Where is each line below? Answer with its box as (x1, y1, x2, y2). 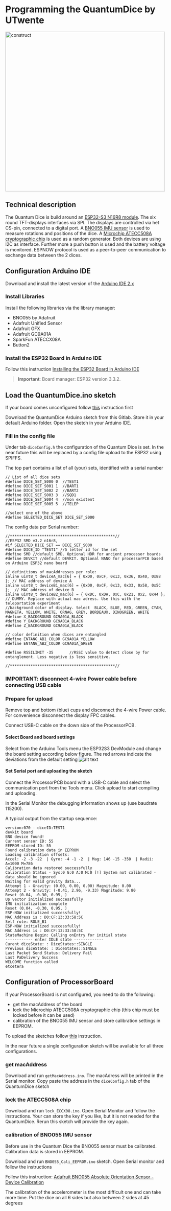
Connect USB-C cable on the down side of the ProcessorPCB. (5, 722, 136, 729)
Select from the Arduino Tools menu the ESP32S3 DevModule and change (5, 745, 162, 752)
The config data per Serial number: (5, 524, 79, 530)
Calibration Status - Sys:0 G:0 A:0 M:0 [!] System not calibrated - (5, 870, 157, 875)
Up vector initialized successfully (5, 897, 83, 902)
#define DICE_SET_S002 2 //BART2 (5, 488, 79, 494)
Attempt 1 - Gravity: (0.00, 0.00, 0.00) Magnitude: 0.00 (5, 883, 131, 889)
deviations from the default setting (5, 756, 78, 762)
